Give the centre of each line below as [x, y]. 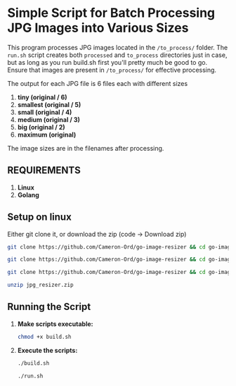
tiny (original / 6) [42, 97]
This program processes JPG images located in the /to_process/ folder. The [118, 47]
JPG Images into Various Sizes [98, 28]
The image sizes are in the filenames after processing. [86, 148]
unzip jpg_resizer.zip [40, 285]
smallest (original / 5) [49, 104]
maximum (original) [47, 135]
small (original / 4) [45, 112]
